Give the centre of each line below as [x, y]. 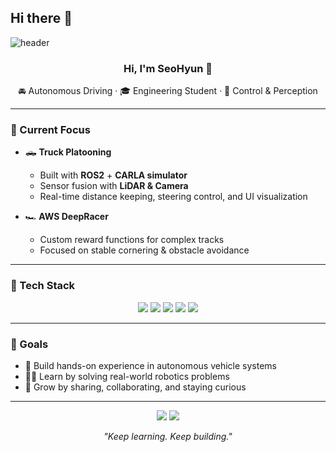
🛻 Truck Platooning [68, 152]
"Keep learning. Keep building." [168, 436]
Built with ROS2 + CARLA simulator [113, 175]
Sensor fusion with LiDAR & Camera [114, 186]
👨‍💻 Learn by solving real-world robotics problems [127, 376]
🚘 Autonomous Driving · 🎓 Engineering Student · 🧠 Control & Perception [168, 91]
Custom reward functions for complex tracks [132, 240]
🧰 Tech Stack [43, 286]
